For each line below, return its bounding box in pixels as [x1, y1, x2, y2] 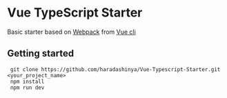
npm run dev [10, 84, 45, 91]
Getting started [7, 48, 75, 59]
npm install [10, 78, 45, 85]
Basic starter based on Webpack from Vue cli [7, 28, 136, 36]
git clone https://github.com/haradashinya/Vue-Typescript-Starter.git [10, 66, 221, 73]
